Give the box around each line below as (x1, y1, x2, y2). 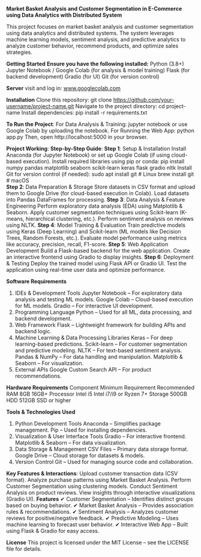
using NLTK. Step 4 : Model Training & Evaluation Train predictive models (6, 221, 186, 229)
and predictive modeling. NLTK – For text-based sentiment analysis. (14, 347, 182, 354)
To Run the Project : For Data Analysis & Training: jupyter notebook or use (6, 121, 188, 128)
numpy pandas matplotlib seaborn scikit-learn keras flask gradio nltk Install (6, 164, 192, 171)
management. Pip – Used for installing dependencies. (14, 426, 147, 433)
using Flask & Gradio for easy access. (6, 528, 100, 534)
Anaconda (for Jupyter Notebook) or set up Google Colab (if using (6, 151, 170, 158)
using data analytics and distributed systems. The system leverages (6, 29, 174, 37)
